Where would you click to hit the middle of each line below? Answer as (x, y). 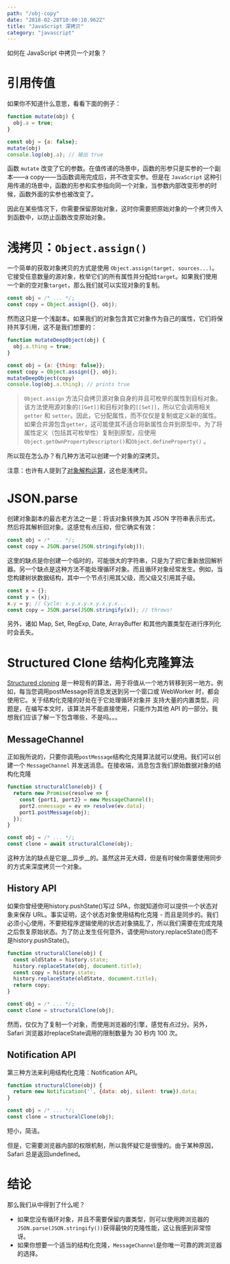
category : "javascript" (41, 33)
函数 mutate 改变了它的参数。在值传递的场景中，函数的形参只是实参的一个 (111, 168)
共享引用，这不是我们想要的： (55, 328)
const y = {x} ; (29, 597)
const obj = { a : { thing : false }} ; (56, 365)
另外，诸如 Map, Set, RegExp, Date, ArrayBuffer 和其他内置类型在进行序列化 (114, 624)
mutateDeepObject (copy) (41, 378)
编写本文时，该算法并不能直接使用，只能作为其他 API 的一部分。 (121, 709)
